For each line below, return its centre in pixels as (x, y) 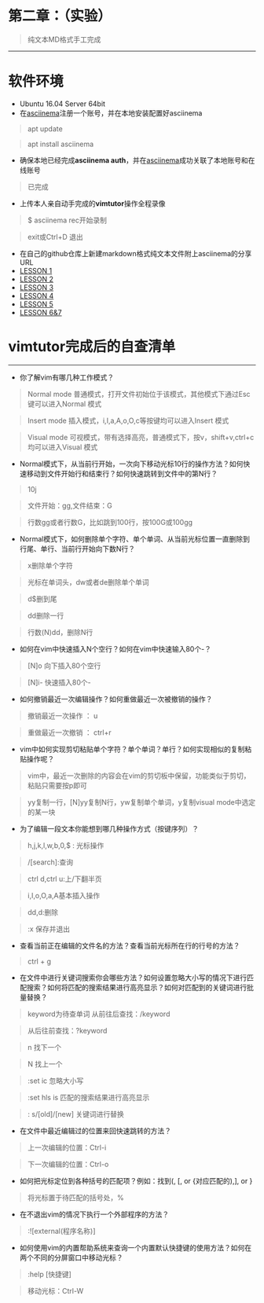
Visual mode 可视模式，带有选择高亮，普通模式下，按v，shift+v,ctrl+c (141, 437)
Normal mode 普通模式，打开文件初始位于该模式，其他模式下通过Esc (139, 394)
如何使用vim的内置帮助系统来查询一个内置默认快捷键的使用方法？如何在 (136, 1247)
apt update (45, 128)
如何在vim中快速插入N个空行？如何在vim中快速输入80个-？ (115, 648)
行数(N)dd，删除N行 (60, 632)
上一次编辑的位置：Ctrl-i (67, 1147)
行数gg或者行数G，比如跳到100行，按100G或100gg (110, 522)
